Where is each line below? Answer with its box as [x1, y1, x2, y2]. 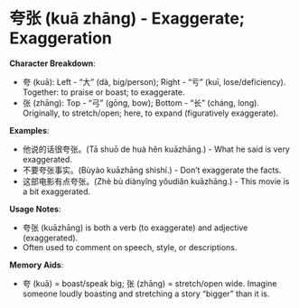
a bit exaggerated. [22, 186, 91, 197]
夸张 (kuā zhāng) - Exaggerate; [9, 8, 246, 29]
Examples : [9, 125, 50, 135]
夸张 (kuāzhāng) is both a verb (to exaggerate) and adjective [22, 222, 248, 233]
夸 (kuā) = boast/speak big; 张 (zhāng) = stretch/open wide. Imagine [22, 277, 277, 289]
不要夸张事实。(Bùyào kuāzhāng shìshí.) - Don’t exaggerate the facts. [22, 164, 282, 175]
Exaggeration [9, 28, 113, 49]
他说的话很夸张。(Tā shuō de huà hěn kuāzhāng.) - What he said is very [22, 144, 291, 154]
